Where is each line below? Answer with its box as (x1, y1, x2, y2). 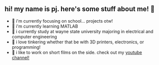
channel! (11, 55, 30, 61)
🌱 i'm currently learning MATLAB (11, 23, 78, 29)
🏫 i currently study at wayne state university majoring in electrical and (11, 28, 154, 34)
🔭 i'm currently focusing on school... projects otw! (11, 18, 113, 24)
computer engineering (11, 33, 57, 39)
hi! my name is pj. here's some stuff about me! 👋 (4, 5, 155, 13)
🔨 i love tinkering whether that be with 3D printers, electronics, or (11, 39, 144, 45)
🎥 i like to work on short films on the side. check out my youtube (11, 49, 142, 55)
